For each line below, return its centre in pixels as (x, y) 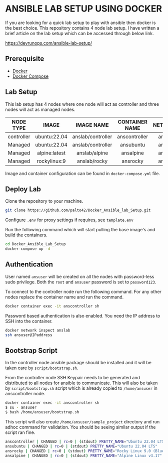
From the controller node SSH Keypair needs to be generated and (72, 378)
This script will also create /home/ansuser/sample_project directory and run (82, 421)
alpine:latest (51, 152)
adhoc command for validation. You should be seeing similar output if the (80, 427)
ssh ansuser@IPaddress (29, 335)
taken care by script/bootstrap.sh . (42, 368)
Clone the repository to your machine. (44, 201)
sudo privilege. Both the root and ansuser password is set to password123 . (81, 282)
